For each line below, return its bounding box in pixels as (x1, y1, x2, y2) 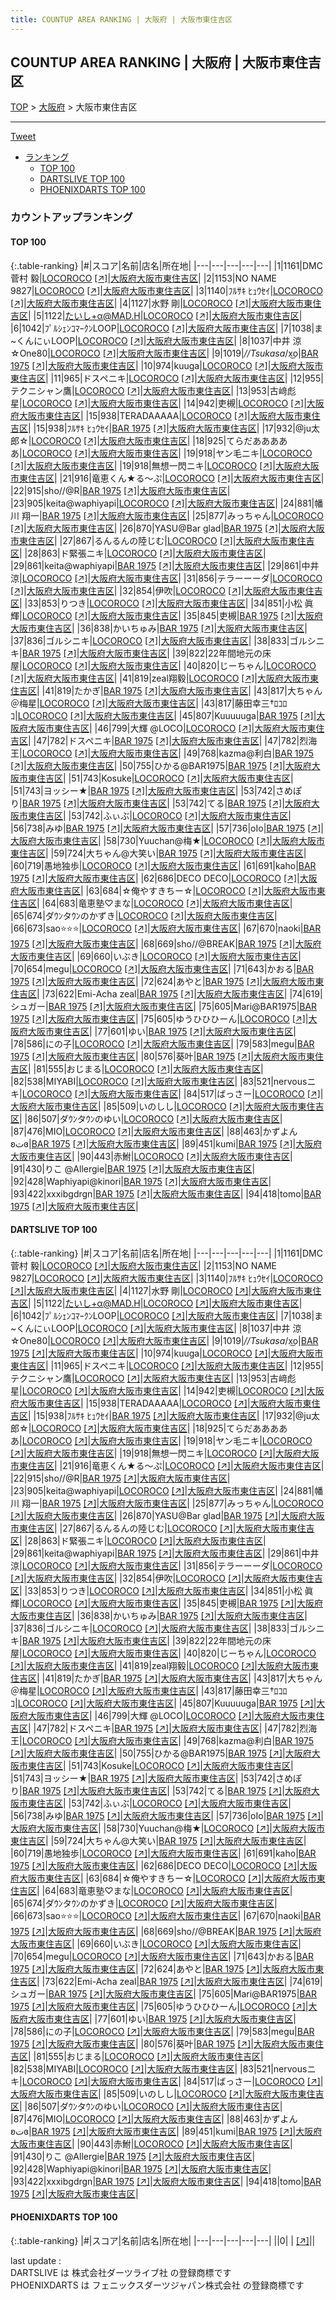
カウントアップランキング (10, 211, 133, 225)
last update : (10, 2254, 62, 2266)
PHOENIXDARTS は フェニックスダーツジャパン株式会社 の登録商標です (10, 2279, 305, 2291)
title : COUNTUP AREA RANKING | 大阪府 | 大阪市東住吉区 (10, 14, 233, 25)
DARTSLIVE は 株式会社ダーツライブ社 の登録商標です (10, 2266, 232, 2278)
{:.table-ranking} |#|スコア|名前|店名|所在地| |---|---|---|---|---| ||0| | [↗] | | (10, 2234, 316, 2246)
